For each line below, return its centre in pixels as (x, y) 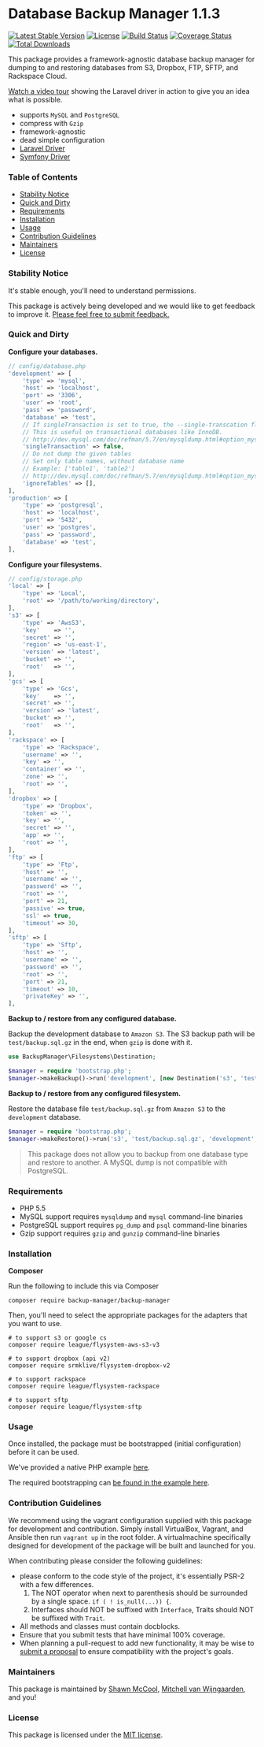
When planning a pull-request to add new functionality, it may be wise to (137, 1643)
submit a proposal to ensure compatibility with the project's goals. (126, 1651)
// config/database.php (47, 366)
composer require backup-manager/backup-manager (89, 1301)
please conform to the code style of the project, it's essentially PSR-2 (132, 1576)
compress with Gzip (51, 123)
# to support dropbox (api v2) (59, 1359)
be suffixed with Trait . (68, 1618)
